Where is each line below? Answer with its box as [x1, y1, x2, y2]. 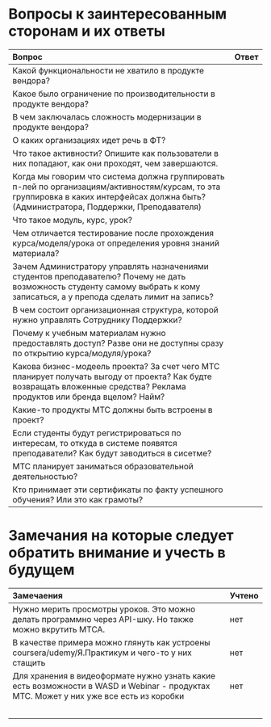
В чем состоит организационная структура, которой [12, 304, 219, 315]
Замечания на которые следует [8, 527, 234, 545]
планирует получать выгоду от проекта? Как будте [12, 371, 212, 382]
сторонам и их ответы [8, 22, 165, 40]
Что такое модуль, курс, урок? [12, 214, 133, 225]
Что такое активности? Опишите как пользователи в [12, 147, 219, 158]
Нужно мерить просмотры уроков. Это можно [12, 603, 196, 615]
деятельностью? [12, 470, 78, 481]
